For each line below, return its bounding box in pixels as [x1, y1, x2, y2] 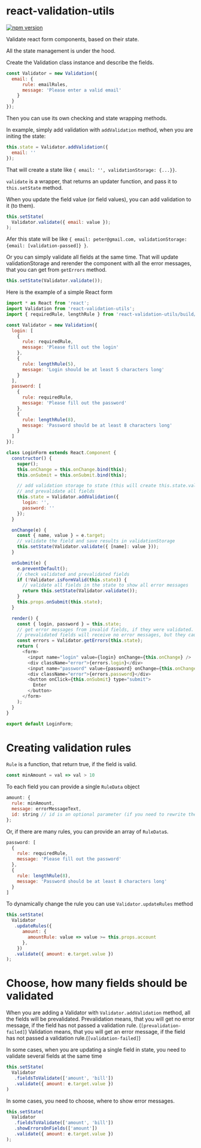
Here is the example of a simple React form [6, 288, 112, 296]
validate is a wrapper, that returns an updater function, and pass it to [6, 178, 178, 185]
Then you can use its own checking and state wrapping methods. [6, 115, 167, 122]
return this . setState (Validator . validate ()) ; [22, 588, 138, 594]
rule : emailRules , [22, 81, 68, 87]
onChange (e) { [11, 527, 47, 533]
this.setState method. [6, 184, 63, 191]
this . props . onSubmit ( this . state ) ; [17, 599, 103, 605]
